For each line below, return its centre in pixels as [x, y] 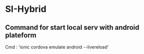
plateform [21, 35]
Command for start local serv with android [72, 27]
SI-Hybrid [26, 9]
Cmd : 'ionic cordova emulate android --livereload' [57, 47]
